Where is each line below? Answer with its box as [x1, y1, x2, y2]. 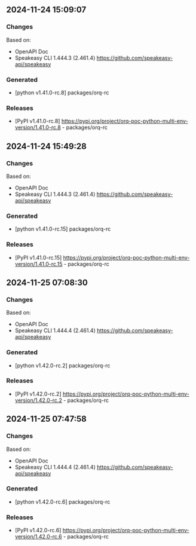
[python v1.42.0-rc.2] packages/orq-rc [14, 361, 111, 369]
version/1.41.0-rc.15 [14, 260, 63, 268]
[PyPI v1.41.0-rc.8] [14, 118, 60, 125]
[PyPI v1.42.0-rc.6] [14, 527, 62, 534]
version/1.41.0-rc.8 [14, 124, 61, 131]
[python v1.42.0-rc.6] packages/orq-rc [14, 498, 111, 505]
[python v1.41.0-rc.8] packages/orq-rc [14, 89, 109, 96]
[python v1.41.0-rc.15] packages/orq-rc [14, 225, 111, 232]
